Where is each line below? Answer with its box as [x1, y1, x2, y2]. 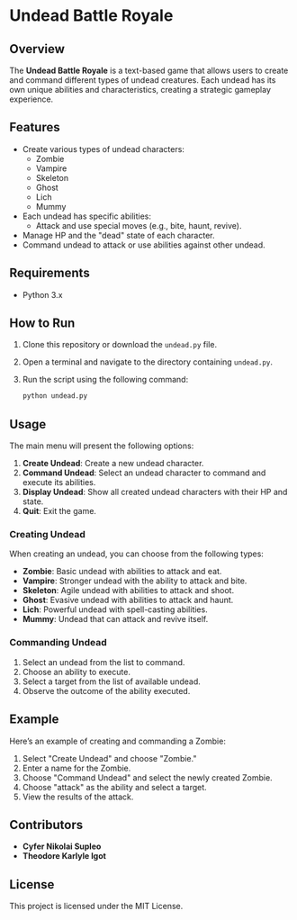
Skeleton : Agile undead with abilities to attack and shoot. [22, 585, 235, 596]
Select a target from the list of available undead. [22, 676, 201, 687]
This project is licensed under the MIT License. [9, 901, 184, 912]
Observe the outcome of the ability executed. [22, 685, 191, 696]
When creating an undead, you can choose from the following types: [9, 548, 264, 559]
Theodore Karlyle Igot [22, 851, 106, 861]
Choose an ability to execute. [22, 666, 130, 677]
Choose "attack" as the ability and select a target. [22, 781, 207, 792]
